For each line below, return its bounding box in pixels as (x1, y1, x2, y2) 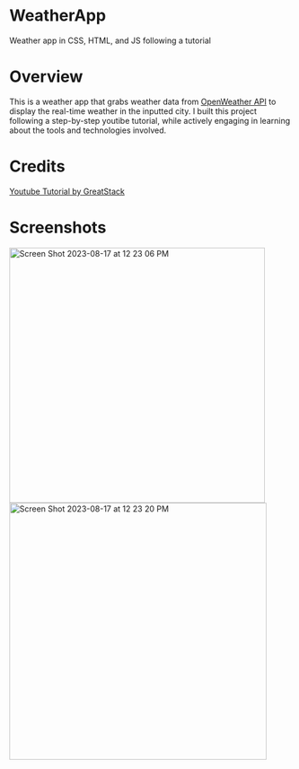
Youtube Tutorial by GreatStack (9, 186, 126, 197)
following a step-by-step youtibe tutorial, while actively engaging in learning (9, 115, 291, 126)
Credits (9, 156, 66, 177)
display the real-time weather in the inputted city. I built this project (9, 105, 258, 117)
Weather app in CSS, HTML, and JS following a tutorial (9, 35, 211, 46)
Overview (9, 66, 84, 87)
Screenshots (9, 217, 107, 238)
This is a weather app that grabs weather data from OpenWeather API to (9, 96, 277, 107)
